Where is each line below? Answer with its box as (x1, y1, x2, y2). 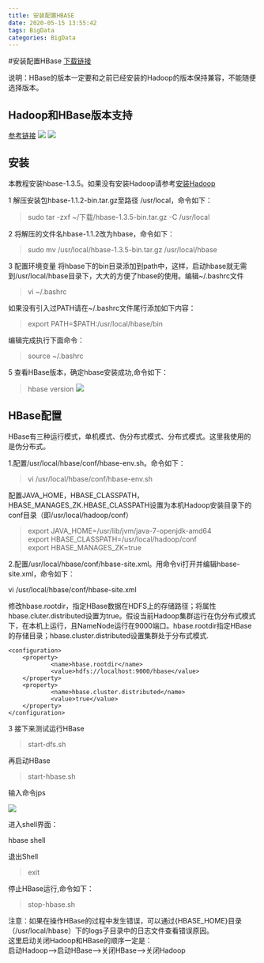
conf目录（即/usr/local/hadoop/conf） (8, 510, 133, 519)
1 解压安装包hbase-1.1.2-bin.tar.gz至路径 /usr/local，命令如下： (8, 195, 213, 205)
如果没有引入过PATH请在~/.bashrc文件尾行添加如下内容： (8, 303, 196, 312)
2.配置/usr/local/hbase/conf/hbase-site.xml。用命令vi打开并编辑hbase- (8, 559, 240, 568)
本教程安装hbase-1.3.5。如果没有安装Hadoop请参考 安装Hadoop (8, 179, 216, 188)
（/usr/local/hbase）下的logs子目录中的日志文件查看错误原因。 (8, 926, 213, 935)
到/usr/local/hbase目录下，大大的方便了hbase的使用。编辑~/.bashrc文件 (8, 270, 244, 281)
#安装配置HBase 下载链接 (8, 56, 92, 66)
